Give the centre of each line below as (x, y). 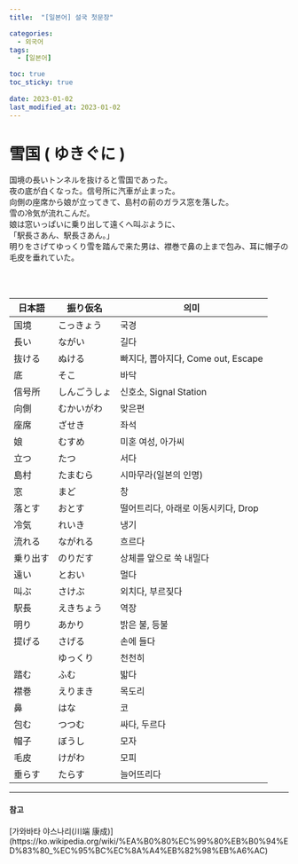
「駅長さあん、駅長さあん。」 (62, 235)
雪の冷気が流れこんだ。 (52, 213)
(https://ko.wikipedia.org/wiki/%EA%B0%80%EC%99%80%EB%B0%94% (146, 841)
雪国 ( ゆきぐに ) (67, 154)
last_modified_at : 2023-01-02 (65, 107)
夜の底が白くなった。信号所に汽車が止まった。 (94, 191)
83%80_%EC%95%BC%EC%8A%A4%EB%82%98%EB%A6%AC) (145, 850)
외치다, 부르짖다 (151, 592)
